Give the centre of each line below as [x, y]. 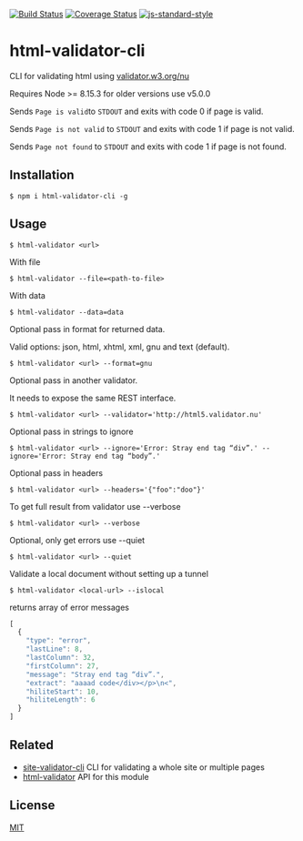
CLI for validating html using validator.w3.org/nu [99, 76]
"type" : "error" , [59, 641]
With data [27, 295]
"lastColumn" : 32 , [61, 658]
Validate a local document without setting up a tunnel [109, 573]
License [32, 806]
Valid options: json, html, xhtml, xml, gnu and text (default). [120, 347]
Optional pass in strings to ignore [71, 431]
